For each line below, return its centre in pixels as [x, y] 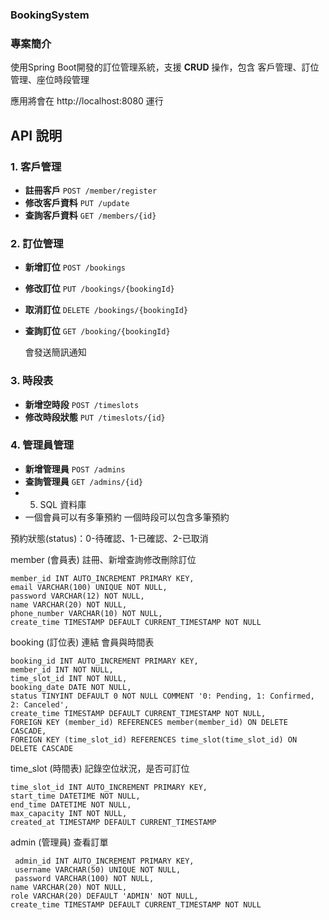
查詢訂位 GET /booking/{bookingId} [97, 331]
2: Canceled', [40, 704]
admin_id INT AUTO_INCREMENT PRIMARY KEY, [104, 861]
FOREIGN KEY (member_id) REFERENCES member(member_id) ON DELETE [149, 722]
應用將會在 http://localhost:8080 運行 [87, 101]
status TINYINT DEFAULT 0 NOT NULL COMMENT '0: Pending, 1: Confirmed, [162, 696]
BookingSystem [50, 15]
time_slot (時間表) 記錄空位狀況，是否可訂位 [100, 768]
